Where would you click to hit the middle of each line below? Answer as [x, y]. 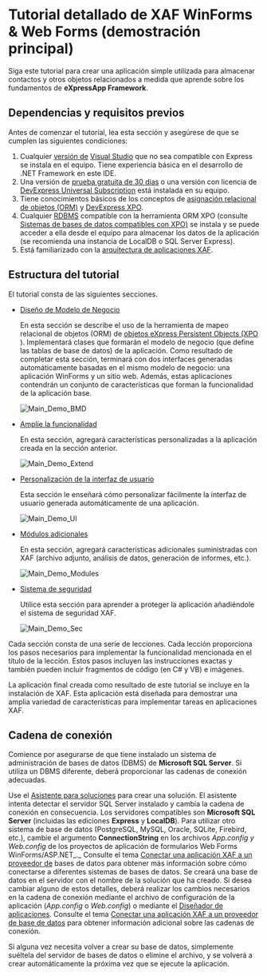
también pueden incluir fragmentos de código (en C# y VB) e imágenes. [126, 669]
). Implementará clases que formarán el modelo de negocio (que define [137, 342]
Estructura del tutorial [64, 275]
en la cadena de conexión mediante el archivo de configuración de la [122, 898]
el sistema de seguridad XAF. [68, 612]
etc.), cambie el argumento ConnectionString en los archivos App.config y [132, 838]
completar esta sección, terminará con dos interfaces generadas [126, 359]
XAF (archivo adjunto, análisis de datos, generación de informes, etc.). [135, 558]
